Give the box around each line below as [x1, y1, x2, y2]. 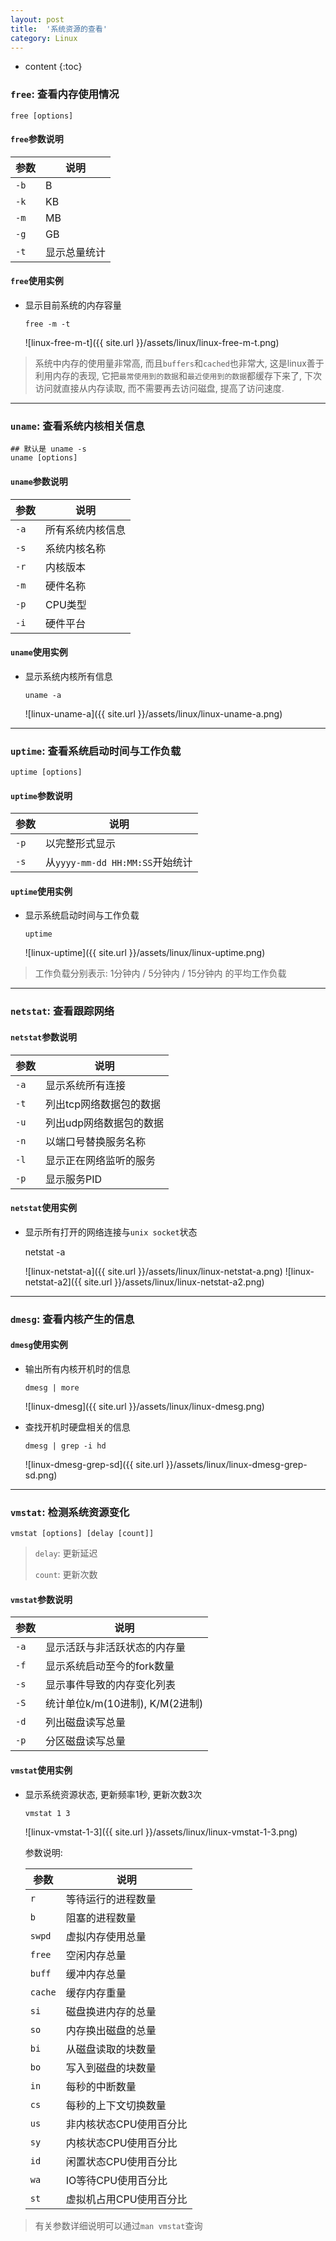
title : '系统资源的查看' [10, 24, 108, 34]
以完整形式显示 [45, 837, 117, 851]
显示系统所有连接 [45, 1078, 127, 1092]
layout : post [10, 14, 65, 25]
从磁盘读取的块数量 [65, 2042, 157, 2056]
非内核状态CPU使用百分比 [65, 2117, 188, 2131]
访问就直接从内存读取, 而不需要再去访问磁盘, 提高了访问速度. [34, 382, 285, 395]
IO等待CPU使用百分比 [65, 2173, 168, 2187]
